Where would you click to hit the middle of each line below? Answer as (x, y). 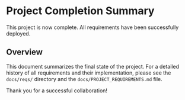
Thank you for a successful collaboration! (57, 91)
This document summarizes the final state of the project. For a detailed (93, 66)
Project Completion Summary (80, 11)
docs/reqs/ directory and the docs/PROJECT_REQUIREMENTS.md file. (84, 79)
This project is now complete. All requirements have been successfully (92, 27)
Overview (25, 52)
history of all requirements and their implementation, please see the (89, 73)
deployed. (18, 33)
